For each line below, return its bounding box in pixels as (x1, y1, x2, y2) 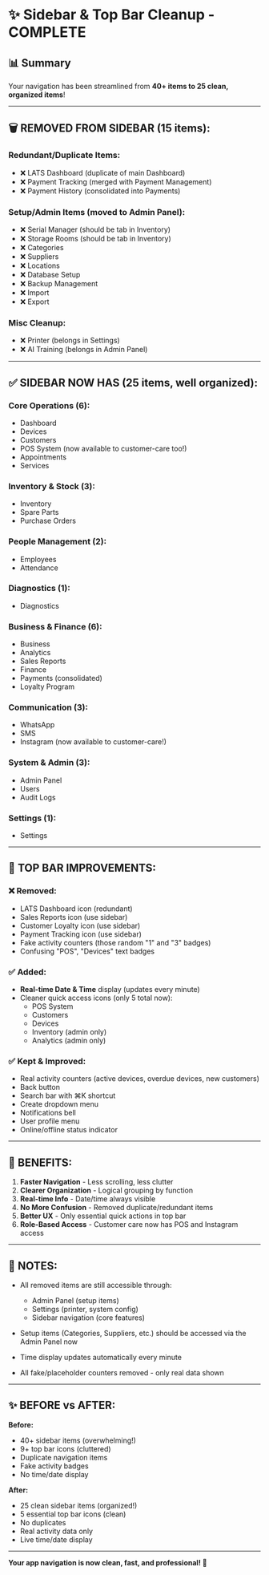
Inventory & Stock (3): (8, 480, 96, 492)
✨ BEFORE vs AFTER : (8, 1399, 116, 1412)
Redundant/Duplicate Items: (8, 150, 121, 161)
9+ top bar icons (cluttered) (19, 1443, 111, 1453)
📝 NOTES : (8, 1259, 58, 1273)
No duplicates (19, 1517, 66, 1527)
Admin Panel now (19, 1337, 78, 1346)
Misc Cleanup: (8, 317, 66, 328)
